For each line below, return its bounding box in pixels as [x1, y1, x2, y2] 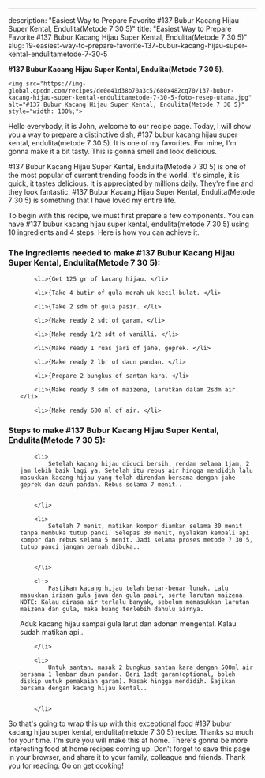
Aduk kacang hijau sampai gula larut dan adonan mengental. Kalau [19, 618, 237, 629]
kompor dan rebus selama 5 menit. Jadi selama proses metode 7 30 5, [19, 535, 254, 544]
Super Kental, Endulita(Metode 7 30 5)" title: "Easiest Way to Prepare [8, 25, 232, 33]
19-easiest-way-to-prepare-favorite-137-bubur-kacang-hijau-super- [25, 41, 248, 50]
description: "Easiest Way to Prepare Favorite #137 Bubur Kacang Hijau [8, 16, 239, 25]
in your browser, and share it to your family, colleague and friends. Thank [8, 752, 246, 761]
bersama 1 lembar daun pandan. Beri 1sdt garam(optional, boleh [19, 670, 236, 678]
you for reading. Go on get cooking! [8, 761, 124, 770]
